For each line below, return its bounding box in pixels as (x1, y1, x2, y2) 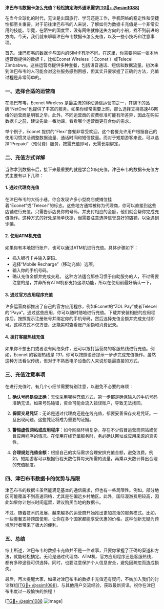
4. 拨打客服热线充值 (5, 334, 45, 339)
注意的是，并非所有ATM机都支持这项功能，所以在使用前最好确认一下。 (12, 280, 154, 285)
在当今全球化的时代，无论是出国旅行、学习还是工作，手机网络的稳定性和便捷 (5, 15, 159, 21)
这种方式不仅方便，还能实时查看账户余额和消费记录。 (13, 322, 121, 328)
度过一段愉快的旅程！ (13, 588, 57, 594)
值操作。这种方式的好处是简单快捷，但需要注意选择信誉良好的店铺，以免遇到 (5, 215, 159, 221)
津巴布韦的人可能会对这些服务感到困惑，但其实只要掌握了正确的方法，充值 (9, 68, 159, 74)
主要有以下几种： (9, 172, 44, 178)
